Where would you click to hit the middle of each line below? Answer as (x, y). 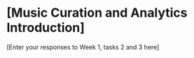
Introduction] (46, 28)
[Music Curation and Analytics (97, 13)
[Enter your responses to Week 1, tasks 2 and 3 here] (83, 47)
